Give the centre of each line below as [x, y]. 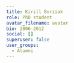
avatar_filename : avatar [37, 23]
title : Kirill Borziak [35, 12]
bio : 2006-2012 [25, 28]
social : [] [20, 34]
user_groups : [23, 46]
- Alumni [23, 51]
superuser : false [28, 40]
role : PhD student [29, 17]
